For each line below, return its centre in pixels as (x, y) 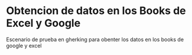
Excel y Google (43, 23)
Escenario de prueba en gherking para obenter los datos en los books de (95, 39)
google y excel (24, 46)
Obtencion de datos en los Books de (96, 11)
